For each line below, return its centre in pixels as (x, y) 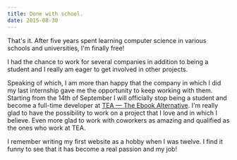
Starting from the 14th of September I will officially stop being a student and (117, 98)
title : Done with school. (45, 14)
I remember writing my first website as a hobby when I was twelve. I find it (115, 141)
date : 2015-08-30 (33, 20)
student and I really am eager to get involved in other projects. (98, 69)
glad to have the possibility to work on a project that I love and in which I (112, 113)
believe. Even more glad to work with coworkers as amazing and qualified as (119, 120)
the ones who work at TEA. (47, 128)
